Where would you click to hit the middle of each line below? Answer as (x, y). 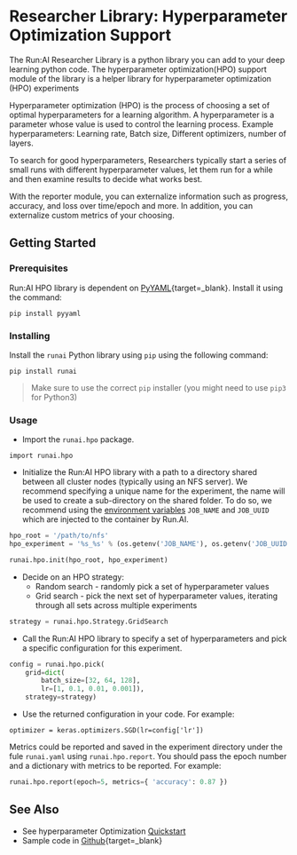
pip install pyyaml (45, 313)
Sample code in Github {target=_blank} (92, 840)
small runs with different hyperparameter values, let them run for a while (141, 170)
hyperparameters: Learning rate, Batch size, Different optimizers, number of (148, 133)
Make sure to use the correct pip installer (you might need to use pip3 (158, 387)
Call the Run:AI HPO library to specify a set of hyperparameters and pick (154, 638)
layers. (21, 143)
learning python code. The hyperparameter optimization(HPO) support (138, 69)
